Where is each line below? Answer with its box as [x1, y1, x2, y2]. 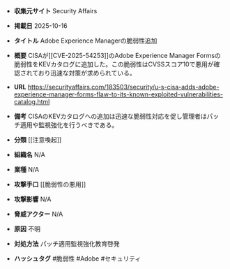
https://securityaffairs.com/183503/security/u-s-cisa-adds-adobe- [27, 83, 220, 91]
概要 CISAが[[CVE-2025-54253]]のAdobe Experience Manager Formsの [13, 52, 221, 59]
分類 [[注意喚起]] [13, 136, 62, 144]
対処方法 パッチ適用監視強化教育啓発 [13, 240, 120, 247]
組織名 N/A [13, 150, 45, 159]
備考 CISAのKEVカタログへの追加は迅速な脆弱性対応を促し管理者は [13, 112, 207, 120]
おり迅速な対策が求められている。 [38, 69, 136, 77]
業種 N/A [13, 166, 40, 173]
